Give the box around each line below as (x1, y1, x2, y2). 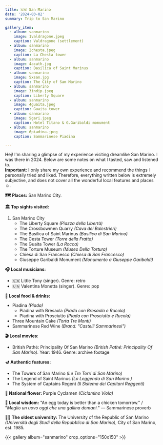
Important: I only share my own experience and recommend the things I (5, 167, 150, 173)
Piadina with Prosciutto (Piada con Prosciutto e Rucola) (19, 313, 131, 319)
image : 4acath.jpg (14, 61, 51, 66)
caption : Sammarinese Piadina (14, 134, 76, 139)
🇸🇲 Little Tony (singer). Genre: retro (12, 278, 86, 283)
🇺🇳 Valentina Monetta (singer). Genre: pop (12, 283, 100, 289)
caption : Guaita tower (14, 107, 60, 112)
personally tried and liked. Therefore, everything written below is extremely (5, 172, 156, 178)
